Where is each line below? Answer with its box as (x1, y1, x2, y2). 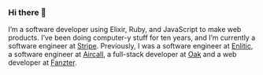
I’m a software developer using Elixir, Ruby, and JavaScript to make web (8, 25, 242, 34)
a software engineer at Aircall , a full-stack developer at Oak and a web (8, 50, 237, 59)
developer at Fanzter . (8, 58, 77, 67)
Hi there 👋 (8, 7, 47, 18)
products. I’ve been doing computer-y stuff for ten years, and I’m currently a (8, 33, 256, 42)
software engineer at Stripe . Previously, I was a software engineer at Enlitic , (8, 41, 254, 51)
